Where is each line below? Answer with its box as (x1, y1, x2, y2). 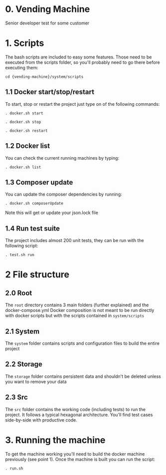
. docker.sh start (5, 111, 43, 116)
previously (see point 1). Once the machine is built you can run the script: (5, 456, 156, 462)
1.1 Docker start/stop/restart (5, 88, 95, 96)
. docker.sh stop (5, 119, 41, 124)
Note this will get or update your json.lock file (5, 210, 98, 216)
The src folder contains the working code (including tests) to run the (5, 406, 146, 412)
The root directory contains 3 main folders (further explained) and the (5, 302, 149, 308)
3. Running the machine (5, 434, 106, 446)
